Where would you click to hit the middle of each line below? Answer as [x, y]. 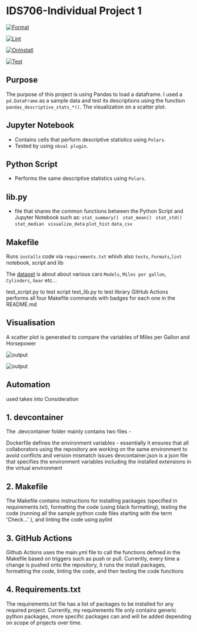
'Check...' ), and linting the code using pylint [59, 519]
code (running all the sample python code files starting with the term [89, 513]
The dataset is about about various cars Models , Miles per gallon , [86, 274]
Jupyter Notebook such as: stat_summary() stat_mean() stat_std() [98, 218]
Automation [28, 385]
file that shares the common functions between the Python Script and [99, 211]
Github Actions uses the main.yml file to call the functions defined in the [93, 552]
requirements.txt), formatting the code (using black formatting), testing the [96, 507]
